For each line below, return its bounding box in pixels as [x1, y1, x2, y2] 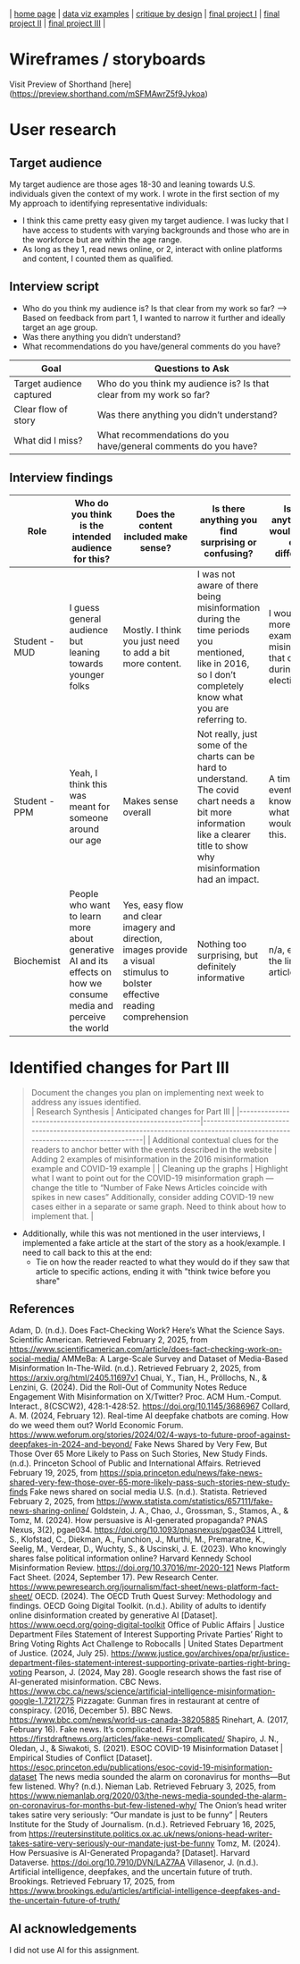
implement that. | [30, 1210, 94, 1221]
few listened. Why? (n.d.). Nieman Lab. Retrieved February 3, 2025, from [9, 1781, 277, 1792]
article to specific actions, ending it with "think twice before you [35, 1266, 271, 1276]
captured [13, 388, 52, 401]
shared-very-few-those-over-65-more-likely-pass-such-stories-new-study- [9, 1477, 290, 1488]
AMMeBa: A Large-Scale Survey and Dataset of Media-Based [62, 1353, 288, 1364]
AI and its [69, 954, 109, 967]
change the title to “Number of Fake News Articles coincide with [30, 1181, 268, 1193]
